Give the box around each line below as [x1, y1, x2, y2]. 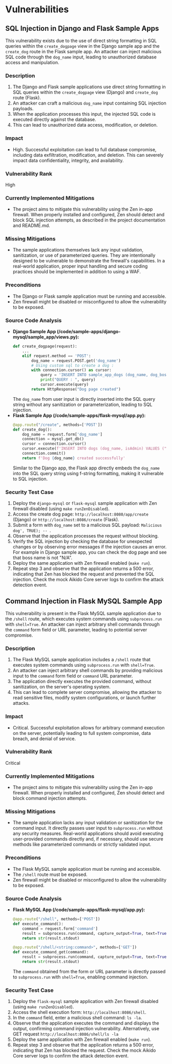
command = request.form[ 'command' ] [22, 926, 98, 931]
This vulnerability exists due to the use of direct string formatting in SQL [5, 37, 157, 44]
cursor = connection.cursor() [22, 441, 87, 446]
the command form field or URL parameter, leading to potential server [5, 626, 147, 632]
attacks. [12, 700, 30, 706]
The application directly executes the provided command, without [12, 678, 152, 685]
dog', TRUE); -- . [12, 527, 51, 534]
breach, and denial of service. [12, 735, 76, 742]
